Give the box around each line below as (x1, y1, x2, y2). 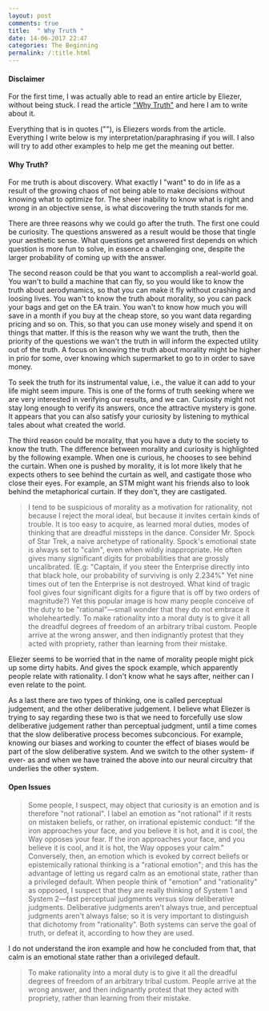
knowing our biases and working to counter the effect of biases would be (8, 738, 250, 748)
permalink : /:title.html (8, 49, 91, 57)
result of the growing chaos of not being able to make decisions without (8, 186, 246, 196)
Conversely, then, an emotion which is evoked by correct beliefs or (27, 851, 249, 861)
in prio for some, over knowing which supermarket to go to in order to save (8, 354, 255, 363)
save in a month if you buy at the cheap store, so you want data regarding (8, 311, 252, 321)
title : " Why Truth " (8, 26, 84, 35)
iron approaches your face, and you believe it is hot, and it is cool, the (27, 826, 258, 835)
